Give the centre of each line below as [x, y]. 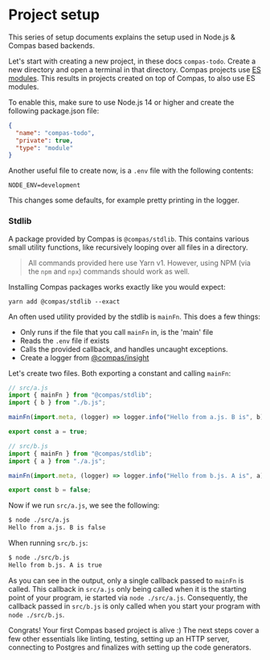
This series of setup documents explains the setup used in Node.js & [122, 37]
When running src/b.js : [48, 543]
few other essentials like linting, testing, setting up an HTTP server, [119, 638]
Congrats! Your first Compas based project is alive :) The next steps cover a [134, 630]
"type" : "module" [45, 148]
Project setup [54, 15]
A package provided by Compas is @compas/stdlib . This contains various [129, 238]
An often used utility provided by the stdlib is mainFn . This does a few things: [135, 316]
